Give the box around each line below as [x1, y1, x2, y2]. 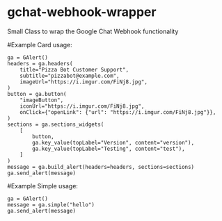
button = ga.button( [7, 90, 68, 97]
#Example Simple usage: [7, 181, 79, 190]
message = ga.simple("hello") [7, 201, 95, 208]
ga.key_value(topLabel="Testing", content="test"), [32, 145, 186, 152]
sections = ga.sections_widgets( [7, 121, 104, 128]
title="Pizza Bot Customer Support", [19, 66, 129, 73]
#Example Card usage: [7, 40, 73, 49]
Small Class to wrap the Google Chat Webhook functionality [7, 27, 179, 35]
